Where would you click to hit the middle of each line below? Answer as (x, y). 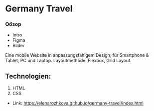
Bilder (18, 46)
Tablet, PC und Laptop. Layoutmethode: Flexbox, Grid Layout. (68, 61)
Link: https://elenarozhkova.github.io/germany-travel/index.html (78, 103)
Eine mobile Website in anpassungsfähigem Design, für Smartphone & (77, 55)
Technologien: (28, 76)
